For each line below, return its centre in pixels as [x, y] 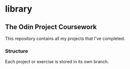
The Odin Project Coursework [51, 27]
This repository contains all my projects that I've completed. [65, 38]
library [19, 9]
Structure [17, 51]
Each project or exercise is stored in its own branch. [57, 62]
